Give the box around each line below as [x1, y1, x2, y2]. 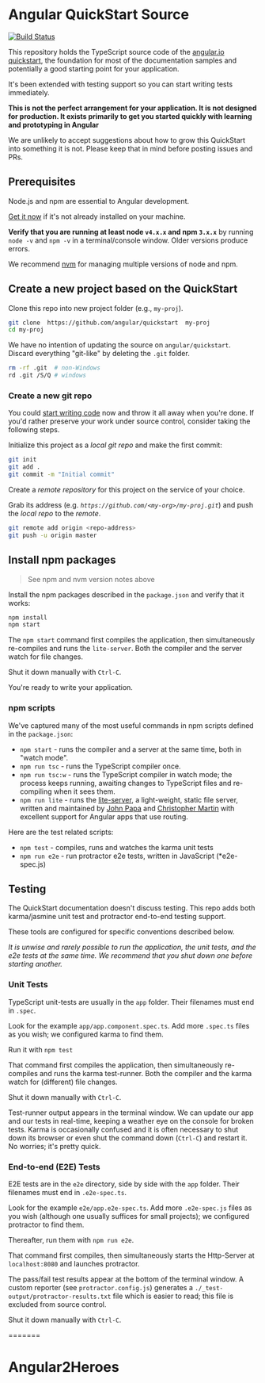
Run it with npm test [8, 1044, 74, 1054]
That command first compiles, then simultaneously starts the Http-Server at [8, 1251, 255, 1260]
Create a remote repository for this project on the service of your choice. [8, 485, 245, 494]
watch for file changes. [8, 652, 83, 661]
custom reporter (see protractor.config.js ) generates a [8, 1283, 194, 1292]
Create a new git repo [8, 390, 93, 401]
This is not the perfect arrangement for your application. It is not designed [8, 103, 257, 113]
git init [8, 456, 37, 464]
